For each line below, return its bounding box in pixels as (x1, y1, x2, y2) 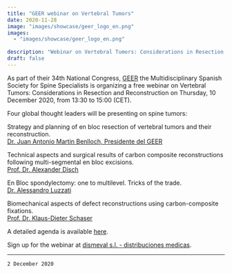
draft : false (7, 55, 45, 62)
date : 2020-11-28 (7, 17, 57, 23)
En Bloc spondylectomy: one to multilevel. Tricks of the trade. (7, 179, 182, 187)
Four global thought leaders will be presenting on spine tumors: (7, 109, 188, 117)
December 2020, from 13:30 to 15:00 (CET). (7, 96, 132, 104)
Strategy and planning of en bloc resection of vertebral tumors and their (7, 122, 212, 131)
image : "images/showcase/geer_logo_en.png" (7, 23, 135, 30)
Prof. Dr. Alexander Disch (7, 165, 79, 173)
